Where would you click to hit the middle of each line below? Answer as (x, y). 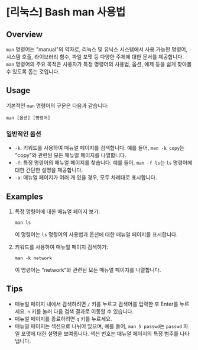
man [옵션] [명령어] (28, 118)
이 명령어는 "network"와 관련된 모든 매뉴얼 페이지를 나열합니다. (88, 269)
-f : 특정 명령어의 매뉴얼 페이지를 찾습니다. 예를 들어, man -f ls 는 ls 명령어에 (103, 163)
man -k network (33, 258)
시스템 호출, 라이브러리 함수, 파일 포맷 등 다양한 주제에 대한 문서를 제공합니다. (95, 57)
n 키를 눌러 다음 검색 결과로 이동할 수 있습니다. (81, 311)
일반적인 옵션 (24, 134)
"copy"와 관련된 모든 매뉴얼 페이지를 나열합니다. (70, 155)
